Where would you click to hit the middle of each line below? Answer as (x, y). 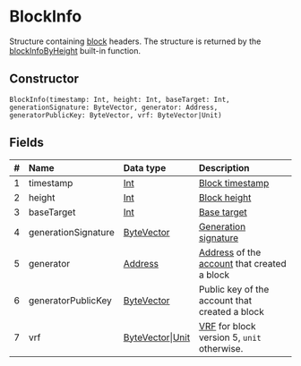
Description (224, 167)
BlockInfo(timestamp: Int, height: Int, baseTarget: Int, (120, 99)
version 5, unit (230, 337)
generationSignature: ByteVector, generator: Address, (114, 107)
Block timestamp (234, 183)
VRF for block (228, 326)
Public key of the (234, 289)
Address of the (230, 252)
